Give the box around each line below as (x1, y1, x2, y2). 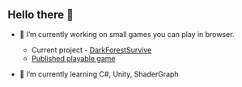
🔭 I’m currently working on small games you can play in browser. (19, 29, 235, 39)
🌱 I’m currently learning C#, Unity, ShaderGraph (19, 69, 179, 79)
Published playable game (31, 53, 116, 63)
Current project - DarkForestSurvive (31, 45, 152, 55)
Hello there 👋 (7, 8, 74, 22)
